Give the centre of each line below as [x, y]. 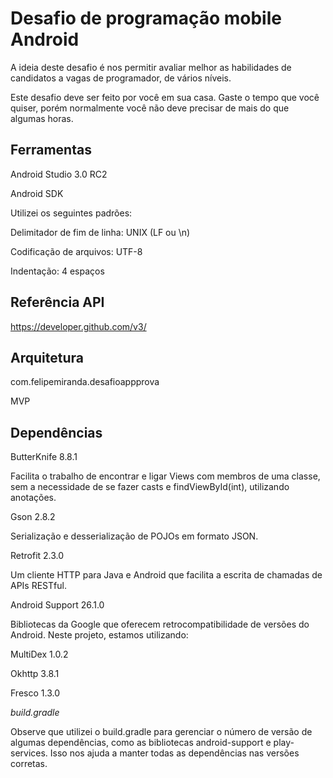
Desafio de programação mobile [146, 18]
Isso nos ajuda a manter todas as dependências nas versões [174, 753]
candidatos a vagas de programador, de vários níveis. [121, 78]
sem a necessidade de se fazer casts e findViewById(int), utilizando [150, 487]
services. [29, 753]
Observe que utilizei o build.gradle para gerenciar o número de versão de [161, 732]
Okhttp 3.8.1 [35, 674]
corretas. [29, 764]
